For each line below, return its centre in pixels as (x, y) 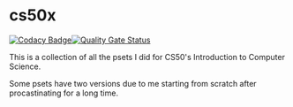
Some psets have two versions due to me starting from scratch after (133, 83)
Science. (25, 66)
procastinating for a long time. (64, 93)
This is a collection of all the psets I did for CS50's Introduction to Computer (147, 57)
